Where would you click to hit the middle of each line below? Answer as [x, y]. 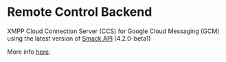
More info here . [29, 52]
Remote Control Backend [80, 12]
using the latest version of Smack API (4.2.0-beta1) [79, 38]
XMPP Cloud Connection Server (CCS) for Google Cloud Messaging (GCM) [113, 31]
